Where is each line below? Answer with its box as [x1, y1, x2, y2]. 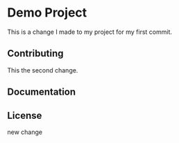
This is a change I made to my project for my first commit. [7, 28, 172, 36]
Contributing [7, 48, 64, 59]
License [7, 109, 42, 122]
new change [7, 128, 43, 136]
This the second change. [7, 66, 78, 74]
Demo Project [7, 5, 87, 21]
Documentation [7, 86, 76, 98]
